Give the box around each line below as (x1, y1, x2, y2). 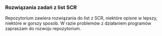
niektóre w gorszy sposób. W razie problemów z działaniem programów (5, 20, 152, 26)
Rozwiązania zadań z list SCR (5, 4, 77, 11)
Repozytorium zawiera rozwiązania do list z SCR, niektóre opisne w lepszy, (5, 15, 158, 21)
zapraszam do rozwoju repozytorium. (5, 26, 81, 32)
